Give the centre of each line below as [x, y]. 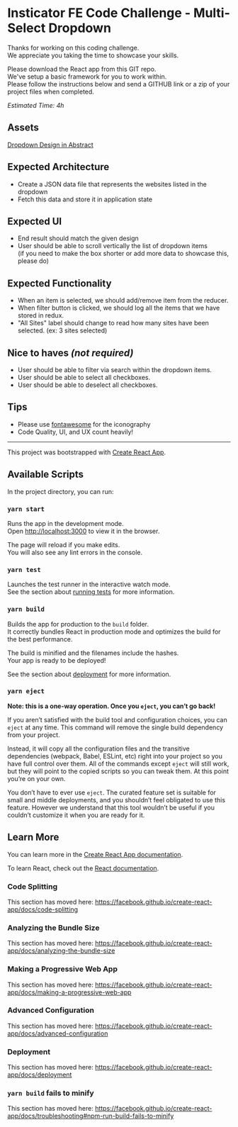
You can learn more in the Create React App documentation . [95, 854]
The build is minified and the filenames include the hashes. [93, 653]
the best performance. [40, 639]
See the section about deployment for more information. [89, 674]
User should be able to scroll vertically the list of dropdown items [112, 246]
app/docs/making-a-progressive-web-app [69, 992]
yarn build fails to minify [51, 1093]
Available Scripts [45, 475]
